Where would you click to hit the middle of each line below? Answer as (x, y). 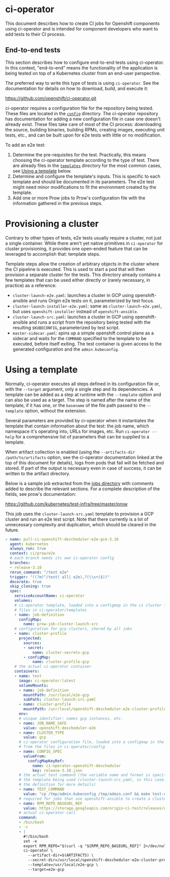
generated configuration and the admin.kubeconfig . (66, 349)
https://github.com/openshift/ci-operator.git (51, 98)
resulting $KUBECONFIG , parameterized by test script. (66, 327)
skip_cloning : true (30, 586)
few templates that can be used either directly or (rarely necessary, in (78, 280)
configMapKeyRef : (46, 761)
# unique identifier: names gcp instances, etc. (71, 718)
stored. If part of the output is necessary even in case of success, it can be (83, 468)
